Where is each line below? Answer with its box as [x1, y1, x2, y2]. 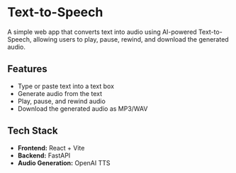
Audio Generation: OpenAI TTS [17, 158, 111, 167]
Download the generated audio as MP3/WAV [17, 104, 148, 113]
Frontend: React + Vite [17, 143, 85, 152]
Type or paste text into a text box [17, 82, 115, 90]
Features [7, 63, 47, 75]
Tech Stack [7, 125, 58, 137]
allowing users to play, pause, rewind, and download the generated [33, 35, 229, 43]
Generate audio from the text [17, 89, 103, 97]
